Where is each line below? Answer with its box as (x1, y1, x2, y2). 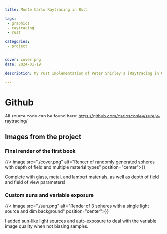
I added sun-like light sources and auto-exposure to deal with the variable (5, 218, 157, 224)
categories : (5, 39, 30, 44)
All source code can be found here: (5, 113, 78, 119)
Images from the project (5, 132, 81, 141)
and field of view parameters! (5, 179, 66, 185)
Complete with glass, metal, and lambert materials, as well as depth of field (5, 174, 159, 180)
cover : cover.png (5, 57, 41, 62)
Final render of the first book (5, 147, 76, 154)
